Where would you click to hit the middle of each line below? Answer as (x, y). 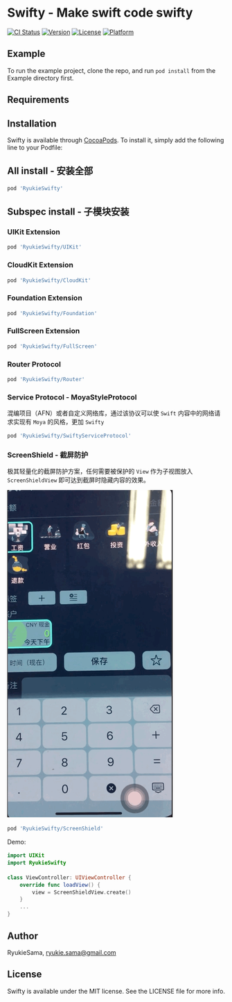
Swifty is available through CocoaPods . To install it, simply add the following (116, 140)
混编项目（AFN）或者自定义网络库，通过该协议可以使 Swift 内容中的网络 (111, 413)
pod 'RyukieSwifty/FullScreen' (52, 346)
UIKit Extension (34, 232)
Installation (32, 123)
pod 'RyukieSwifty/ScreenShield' (55, 829)
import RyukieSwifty (37, 863)
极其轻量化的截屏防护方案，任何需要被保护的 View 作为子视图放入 (100, 471)
